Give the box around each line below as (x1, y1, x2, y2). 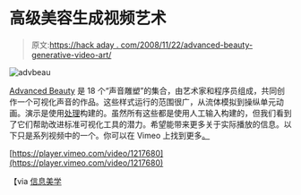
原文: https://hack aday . (30, 39, 119, 50)
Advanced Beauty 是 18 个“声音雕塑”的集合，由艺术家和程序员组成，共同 (9, 85, 278, 96)
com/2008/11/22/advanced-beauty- (120, 39, 254, 50)
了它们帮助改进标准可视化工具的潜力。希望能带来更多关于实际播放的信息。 (9, 118, 284, 130)
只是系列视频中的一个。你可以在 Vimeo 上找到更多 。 (16, 130, 211, 140)
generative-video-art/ (30, 49, 112, 60)
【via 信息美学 (9, 175, 63, 186)
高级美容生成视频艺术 (9, 8, 168, 29)
